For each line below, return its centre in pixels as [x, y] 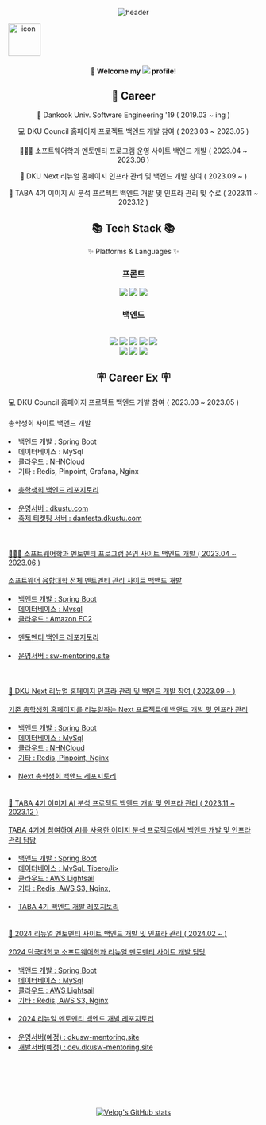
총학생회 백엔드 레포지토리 [59, 489]
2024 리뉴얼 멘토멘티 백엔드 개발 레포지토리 [87, 1018]
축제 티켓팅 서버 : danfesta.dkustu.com [80, 518]
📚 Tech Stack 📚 [133, 228]
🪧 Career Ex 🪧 [133, 378]
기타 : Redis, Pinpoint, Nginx [64, 758]
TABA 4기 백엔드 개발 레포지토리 [69, 906]
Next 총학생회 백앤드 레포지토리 [67, 776]
